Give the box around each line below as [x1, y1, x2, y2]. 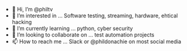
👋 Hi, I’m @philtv [11, 6, 53, 13]
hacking [11, 19, 32, 25]
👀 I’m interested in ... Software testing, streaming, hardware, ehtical [11, 12, 178, 19]
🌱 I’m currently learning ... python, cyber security [11, 25, 133, 32]
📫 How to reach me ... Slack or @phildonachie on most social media [11, 38, 182, 45]
